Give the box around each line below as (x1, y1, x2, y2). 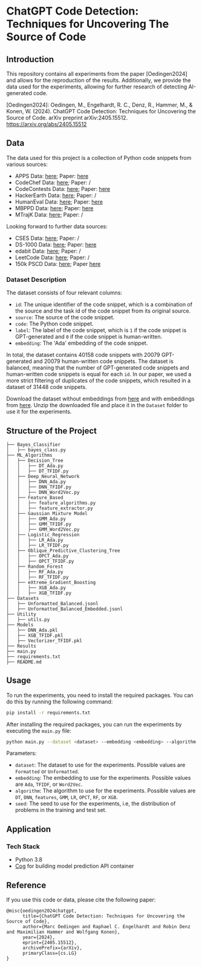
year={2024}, (22, 934, 56, 940)
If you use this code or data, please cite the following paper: (6, 896, 156, 903)
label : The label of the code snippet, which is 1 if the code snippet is (15, 327, 187, 334)
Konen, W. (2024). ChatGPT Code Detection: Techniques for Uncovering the (6, 108, 197, 115)
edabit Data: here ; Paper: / (15, 247, 81, 254)
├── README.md (6, 659, 42, 665)
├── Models (6, 622, 34, 628)
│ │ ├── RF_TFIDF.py (6, 574, 69, 580)
